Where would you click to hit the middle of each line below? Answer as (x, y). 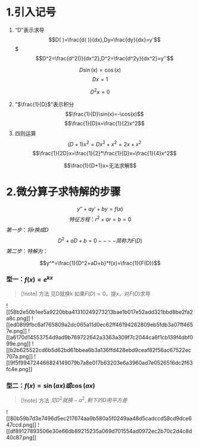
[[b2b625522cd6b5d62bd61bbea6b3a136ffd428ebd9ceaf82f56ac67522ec (99, 350)
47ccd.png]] (21, 425)
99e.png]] (18, 344)
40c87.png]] (21, 437)
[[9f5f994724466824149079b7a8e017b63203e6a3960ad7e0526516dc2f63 (99, 363)
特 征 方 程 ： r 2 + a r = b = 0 (100, 219)
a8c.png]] (18, 319)
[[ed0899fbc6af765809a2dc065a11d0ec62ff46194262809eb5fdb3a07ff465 (100, 325)
